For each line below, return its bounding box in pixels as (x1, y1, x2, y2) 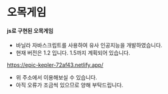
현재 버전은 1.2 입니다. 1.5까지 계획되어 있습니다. (15, 49, 130, 56)
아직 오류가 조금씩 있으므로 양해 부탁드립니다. (15, 81, 124, 89)
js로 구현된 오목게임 (7, 27, 54, 34)
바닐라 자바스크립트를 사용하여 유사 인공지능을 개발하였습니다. (15, 42, 163, 49)
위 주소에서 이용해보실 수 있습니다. (15, 74, 97, 81)
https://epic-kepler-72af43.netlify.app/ (7, 61, 103, 69)
